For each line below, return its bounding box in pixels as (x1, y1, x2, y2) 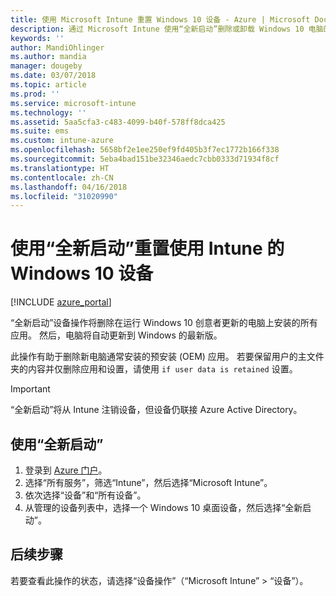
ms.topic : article (10, 80, 87, 90)
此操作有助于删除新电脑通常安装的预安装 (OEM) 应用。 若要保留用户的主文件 (10, 351, 325, 363)
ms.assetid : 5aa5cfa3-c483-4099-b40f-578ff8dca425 (10, 117, 226, 127)
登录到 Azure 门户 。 (24, 464, 108, 476)
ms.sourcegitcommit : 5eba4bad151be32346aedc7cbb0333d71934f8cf (10, 154, 280, 164)
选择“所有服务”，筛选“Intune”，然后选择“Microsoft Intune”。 (24, 477, 273, 488)
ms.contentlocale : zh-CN (10, 172, 114, 183)
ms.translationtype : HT (10, 163, 110, 173)
